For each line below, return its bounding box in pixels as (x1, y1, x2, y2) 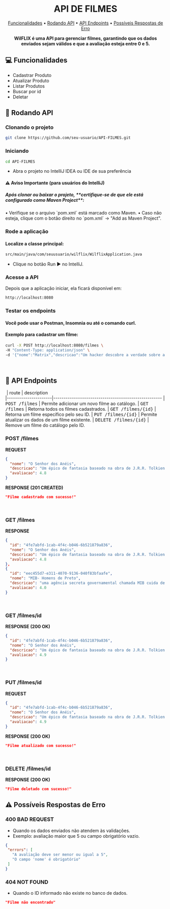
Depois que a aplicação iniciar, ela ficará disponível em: (5, 285, 122, 291)
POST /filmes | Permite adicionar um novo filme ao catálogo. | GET (5, 400, 149, 407)
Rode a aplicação (5, 228, 49, 235)
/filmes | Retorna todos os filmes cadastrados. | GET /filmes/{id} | (5, 406, 156, 412)
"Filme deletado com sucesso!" (5, 786, 72, 791)
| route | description (6, 390, 48, 396)
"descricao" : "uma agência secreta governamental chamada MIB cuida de (10, 580, 165, 586)
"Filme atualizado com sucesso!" (5, 743, 76, 748)
